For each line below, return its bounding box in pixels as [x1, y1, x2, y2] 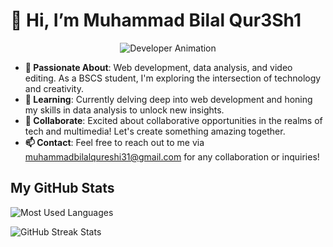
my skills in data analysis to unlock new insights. [24, 104, 225, 116]
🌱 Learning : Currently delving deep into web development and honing [24, 93, 313, 105]
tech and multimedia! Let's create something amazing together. [24, 125, 286, 137]
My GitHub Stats [10, 180, 115, 197]
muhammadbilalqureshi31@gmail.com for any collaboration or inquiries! [24, 150, 320, 163]
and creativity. [24, 82, 85, 94]
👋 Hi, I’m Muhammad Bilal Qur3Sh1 [10, 9, 302, 32]
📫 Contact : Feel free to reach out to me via [24, 136, 205, 148]
